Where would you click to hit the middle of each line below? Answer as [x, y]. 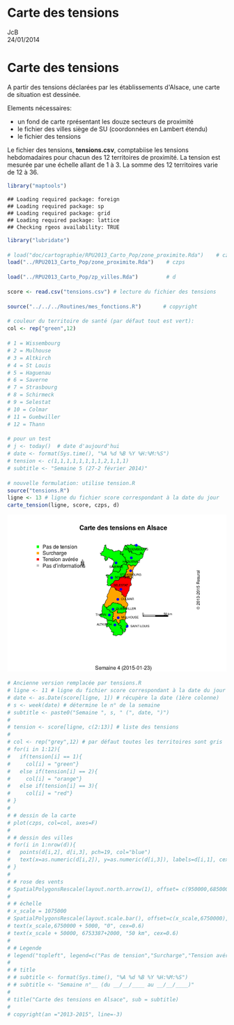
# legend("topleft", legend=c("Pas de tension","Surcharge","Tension [110, 955]
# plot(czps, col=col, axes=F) [53, 823]
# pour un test [29, 439]
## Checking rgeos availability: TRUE [63, 227]
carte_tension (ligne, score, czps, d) [63, 505]
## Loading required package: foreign [63, 199]
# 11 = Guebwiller [34, 417]
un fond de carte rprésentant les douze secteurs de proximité [105, 121]
